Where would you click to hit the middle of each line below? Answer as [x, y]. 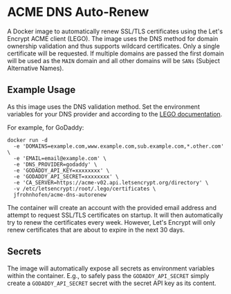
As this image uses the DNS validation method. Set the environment [104, 106]
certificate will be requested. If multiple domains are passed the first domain [116, 53]
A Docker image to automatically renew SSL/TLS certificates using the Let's [115, 31]
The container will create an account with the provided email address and [112, 207]
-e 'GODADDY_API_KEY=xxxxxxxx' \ [62, 171]
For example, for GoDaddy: [46, 127]
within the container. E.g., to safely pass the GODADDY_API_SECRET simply [108, 275]
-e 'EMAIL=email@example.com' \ [60, 158]
